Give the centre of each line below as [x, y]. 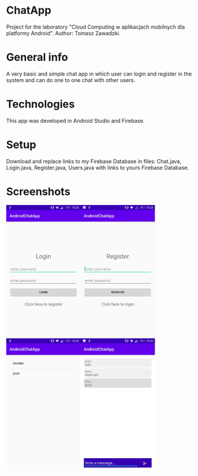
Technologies [41, 104]
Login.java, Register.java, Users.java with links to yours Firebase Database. [98, 167]
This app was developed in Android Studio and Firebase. [76, 120]
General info [37, 57]
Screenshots [38, 192]
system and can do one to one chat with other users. [71, 80]
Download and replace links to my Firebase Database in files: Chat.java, [94, 161]
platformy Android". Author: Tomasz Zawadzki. [63, 33]
